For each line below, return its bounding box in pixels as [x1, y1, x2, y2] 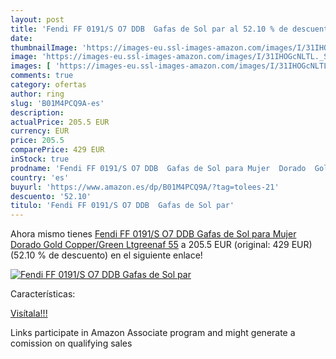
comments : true [10, 71, 74, 81]
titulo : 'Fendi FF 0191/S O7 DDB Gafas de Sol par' [10, 201, 235, 211]
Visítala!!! [10, 307, 48, 320]
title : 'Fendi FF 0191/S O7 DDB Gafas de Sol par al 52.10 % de [10, 24, 288, 34]
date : [10, 33, 33, 43]
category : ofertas [10, 80, 87, 90]
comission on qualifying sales [10, 337, 133, 350]
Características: [10, 288, 76, 300]
